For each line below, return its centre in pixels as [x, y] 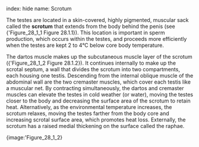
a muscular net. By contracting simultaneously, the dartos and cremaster [95, 88]
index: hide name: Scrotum [39, 9]
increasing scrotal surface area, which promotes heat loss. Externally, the [96, 120]
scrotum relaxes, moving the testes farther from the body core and [88, 113]
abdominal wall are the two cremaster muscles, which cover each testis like [99, 82]
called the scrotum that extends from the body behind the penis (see [91, 26]
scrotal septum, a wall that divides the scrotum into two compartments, [93, 69]
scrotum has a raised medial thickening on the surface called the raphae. [95, 126]
